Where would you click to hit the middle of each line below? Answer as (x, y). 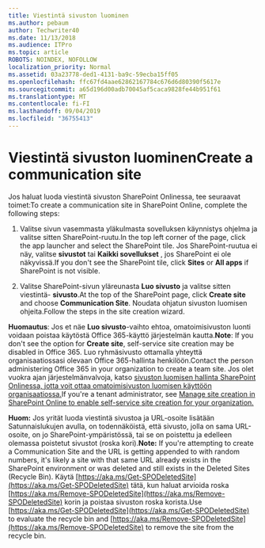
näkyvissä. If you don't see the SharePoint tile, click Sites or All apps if (134, 262)
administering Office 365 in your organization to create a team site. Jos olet (131, 368)
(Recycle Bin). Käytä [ (44, 477)
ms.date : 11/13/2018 (42, 38)
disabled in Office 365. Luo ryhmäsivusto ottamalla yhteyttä (106, 352)
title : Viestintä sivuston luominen (68, 15)
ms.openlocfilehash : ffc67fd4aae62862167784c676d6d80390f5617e (115, 82)
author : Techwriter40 (44, 30)
